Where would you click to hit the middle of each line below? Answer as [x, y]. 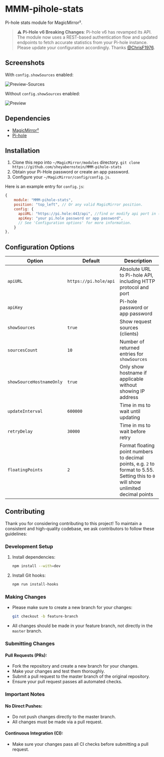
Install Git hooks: [29, 575]
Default [91, 261]
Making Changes [26, 597]
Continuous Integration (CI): [34, 733]
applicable [132, 379]
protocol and [134, 288]
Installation [22, 151]
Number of [132, 342]
